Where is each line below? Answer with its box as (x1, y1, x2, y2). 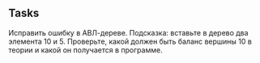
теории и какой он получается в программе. (8, 44, 164, 55)
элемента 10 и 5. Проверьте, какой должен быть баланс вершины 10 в (8, 36, 253, 46)
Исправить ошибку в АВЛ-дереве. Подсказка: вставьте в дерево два (8, 27, 249, 37)
